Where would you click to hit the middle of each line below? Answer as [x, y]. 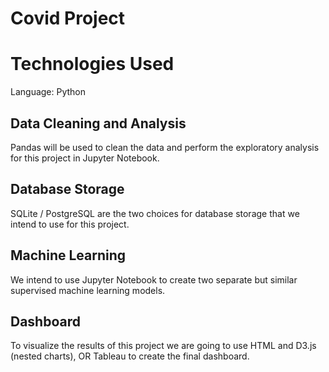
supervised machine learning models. [88, 290]
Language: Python [48, 92]
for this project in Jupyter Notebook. [85, 158]
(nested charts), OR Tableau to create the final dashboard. [130, 356]
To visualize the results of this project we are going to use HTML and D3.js [163, 346]
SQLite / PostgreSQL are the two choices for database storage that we [155, 213]
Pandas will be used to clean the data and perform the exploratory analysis [165, 147]
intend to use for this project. [70, 224]
